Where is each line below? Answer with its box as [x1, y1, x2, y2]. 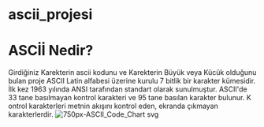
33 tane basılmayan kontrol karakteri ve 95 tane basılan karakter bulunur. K [8, 93, 252, 103]
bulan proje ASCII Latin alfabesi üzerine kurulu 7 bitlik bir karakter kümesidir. [8, 77, 256, 86]
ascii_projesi [8, 6, 93, 24]
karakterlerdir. [8, 110, 54, 119]
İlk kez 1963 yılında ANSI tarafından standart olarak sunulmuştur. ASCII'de [8, 84, 247, 94]
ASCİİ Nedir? [8, 42, 94, 60]
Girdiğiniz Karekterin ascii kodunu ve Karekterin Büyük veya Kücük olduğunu [8, 68, 257, 77]
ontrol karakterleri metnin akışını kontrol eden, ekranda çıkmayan [8, 101, 219, 111]
